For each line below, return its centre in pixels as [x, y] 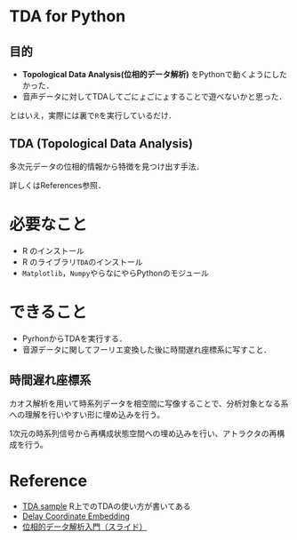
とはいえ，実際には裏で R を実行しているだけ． [93, 115]
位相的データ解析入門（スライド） [84, 527]
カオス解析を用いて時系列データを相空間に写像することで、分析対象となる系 [149, 403]
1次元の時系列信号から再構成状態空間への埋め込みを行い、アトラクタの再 [143, 433]
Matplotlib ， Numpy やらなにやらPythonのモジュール [115, 273]
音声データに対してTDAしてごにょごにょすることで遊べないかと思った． [154, 96]
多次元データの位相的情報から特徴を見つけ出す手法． [107, 166]
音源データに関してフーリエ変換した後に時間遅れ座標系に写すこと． [146, 349]
